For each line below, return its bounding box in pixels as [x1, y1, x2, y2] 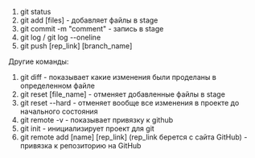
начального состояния [19, 106, 98, 116]
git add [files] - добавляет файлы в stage [19, 15, 158, 25]
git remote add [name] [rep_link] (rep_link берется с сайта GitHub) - [19, 132, 248, 142]
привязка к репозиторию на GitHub [19, 141, 142, 150]
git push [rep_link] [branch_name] [19, 41, 133, 51]
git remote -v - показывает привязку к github [19, 115, 174, 124]
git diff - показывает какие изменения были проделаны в [19, 73, 217, 81]
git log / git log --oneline [19, 32, 101, 42]
